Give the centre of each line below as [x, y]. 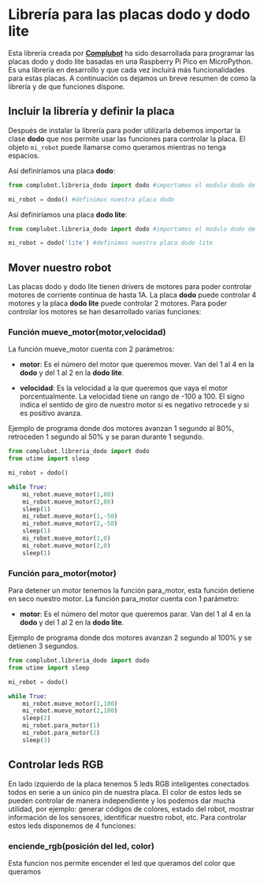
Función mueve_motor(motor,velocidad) [87, 332]
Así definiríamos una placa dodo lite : [68, 214]
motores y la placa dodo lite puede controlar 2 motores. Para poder [117, 303]
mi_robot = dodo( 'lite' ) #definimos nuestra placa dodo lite [111, 243]
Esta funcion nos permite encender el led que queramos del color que [122, 863]
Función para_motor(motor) [62, 573]
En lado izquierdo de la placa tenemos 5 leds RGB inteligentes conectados [129, 784]
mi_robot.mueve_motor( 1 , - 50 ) [70, 516]
